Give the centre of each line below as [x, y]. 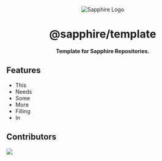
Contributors [31, 137]
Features [24, 70]
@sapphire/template [103, 34]
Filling [23, 111]
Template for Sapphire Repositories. [103, 51]
